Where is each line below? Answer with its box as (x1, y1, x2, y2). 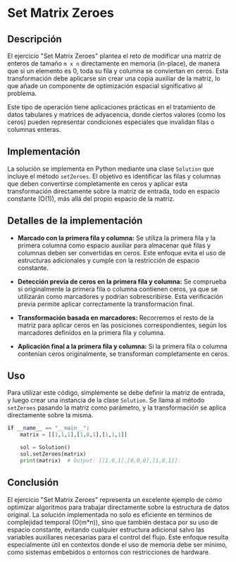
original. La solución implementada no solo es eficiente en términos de (7, 510, 213, 519)
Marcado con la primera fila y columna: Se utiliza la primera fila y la (17, 233, 216, 242)
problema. (7, 90, 37, 97)
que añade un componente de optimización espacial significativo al (7, 82, 203, 90)
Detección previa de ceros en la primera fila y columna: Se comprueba (17, 277, 227, 286)
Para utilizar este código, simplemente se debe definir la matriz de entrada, (7, 389, 225, 397)
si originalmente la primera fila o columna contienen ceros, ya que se (17, 284, 218, 293)
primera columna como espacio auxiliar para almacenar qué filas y (17, 241, 211, 250)
